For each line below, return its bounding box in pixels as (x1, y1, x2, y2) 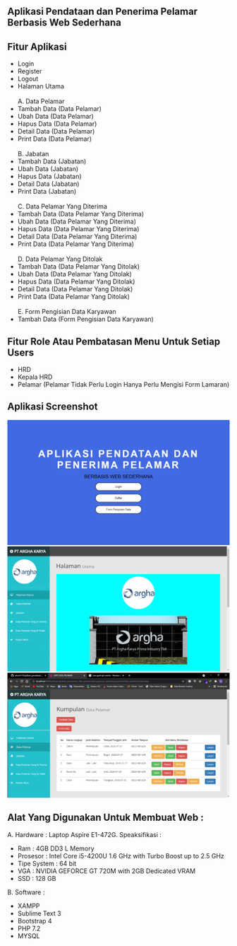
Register (17, 67, 42, 76)
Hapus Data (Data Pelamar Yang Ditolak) (17, 277, 135, 286)
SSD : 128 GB (17, 874, 56, 882)
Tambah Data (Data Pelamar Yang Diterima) (17, 210, 145, 218)
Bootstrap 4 (17, 916, 52, 925)
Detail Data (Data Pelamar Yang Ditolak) (17, 285, 133, 293)
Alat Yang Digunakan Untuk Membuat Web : (7, 812, 205, 824)
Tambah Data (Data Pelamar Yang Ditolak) (17, 262, 140, 271)
